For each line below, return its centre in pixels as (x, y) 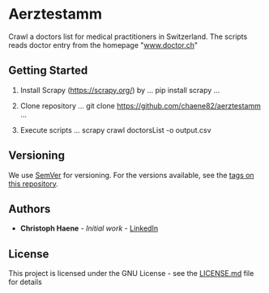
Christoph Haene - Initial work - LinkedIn (89, 228)
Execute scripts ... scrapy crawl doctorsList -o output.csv (116, 130)
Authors (30, 208)
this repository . (34, 184)
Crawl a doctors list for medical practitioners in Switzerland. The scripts (128, 36)
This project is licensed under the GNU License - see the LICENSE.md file (131, 274)
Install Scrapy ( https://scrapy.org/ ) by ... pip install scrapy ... (120, 90)
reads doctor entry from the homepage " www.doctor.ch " (103, 45)
